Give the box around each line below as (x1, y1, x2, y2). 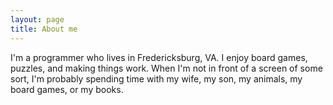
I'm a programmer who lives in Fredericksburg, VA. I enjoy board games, (10, 51, 308, 63)
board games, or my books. (10, 83, 124, 95)
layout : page (10, 14, 65, 25)
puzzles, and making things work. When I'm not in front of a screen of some (10, 62, 323, 74)
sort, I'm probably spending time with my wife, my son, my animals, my (10, 72, 303, 85)
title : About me (10, 24, 78, 34)
